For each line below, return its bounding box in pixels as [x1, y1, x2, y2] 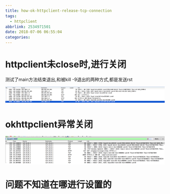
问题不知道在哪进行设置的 [5, 179, 112, 190]
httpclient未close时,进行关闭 [5, 59, 126, 70]
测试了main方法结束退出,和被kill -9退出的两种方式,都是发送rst [5, 76, 133, 82]
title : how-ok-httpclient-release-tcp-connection [5, 8, 112, 13]
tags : [5, 13, 17, 19]
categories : [5, 35, 30, 40]
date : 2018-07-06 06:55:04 [5, 29, 62, 35]
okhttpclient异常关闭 [5, 119, 93, 130]
